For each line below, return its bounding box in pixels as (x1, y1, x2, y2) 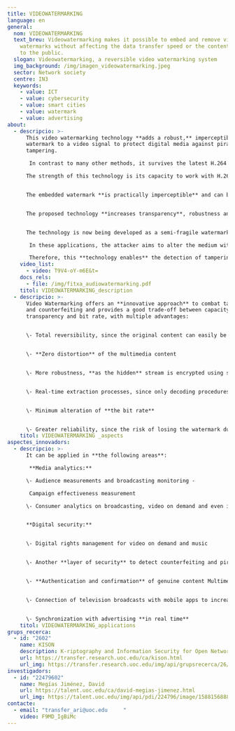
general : (7, 23, 33, 30)
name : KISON (20, 641, 55, 649)
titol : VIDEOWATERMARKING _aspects (20, 432, 124, 439)
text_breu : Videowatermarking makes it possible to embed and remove (13, 36, 220, 43)
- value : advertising (20, 114, 83, 121)
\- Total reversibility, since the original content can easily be (25, 332, 227, 339)
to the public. (20, 50, 64, 57)
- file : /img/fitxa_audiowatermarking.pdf (25, 280, 152, 288)
